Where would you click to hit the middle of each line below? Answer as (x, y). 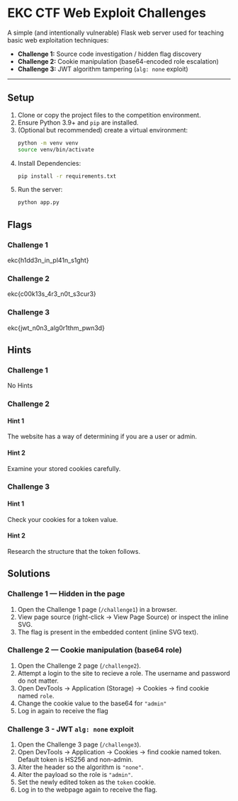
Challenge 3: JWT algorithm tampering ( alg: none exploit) (103, 69)
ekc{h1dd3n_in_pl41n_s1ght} (48, 260)
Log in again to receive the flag (63, 710)
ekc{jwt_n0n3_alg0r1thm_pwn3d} (56, 328)
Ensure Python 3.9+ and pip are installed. (78, 123)
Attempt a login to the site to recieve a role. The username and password (124, 673)
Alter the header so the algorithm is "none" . (80, 767)
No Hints (20, 386)
